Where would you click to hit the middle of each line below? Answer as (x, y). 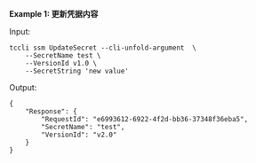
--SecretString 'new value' (77, 71)
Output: (23, 87)
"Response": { (51, 112)
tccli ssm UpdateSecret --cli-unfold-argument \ (103, 48)
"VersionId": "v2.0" (79, 135)
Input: (20, 31)
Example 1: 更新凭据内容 (54, 14)
